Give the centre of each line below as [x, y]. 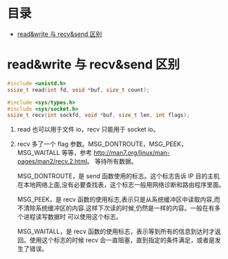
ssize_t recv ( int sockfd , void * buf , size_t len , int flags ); [98, 115]
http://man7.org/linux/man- [132, 153]
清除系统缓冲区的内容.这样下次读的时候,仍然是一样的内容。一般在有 [119, 208]
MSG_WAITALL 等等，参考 [54, 153]
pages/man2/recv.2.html [52, 161]
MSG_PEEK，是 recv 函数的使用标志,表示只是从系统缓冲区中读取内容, [115, 199]
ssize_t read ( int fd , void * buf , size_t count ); [78, 90]
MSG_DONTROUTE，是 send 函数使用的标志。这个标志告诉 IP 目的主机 [118, 176]
